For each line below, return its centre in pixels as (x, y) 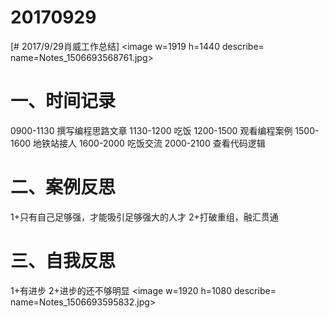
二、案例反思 (63, 187)
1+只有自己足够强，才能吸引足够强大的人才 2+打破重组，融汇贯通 (144, 217)
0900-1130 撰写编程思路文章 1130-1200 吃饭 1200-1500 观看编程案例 (151, 130)
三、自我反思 (63, 261)
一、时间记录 (63, 101)
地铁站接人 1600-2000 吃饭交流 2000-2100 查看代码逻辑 (149, 143)
